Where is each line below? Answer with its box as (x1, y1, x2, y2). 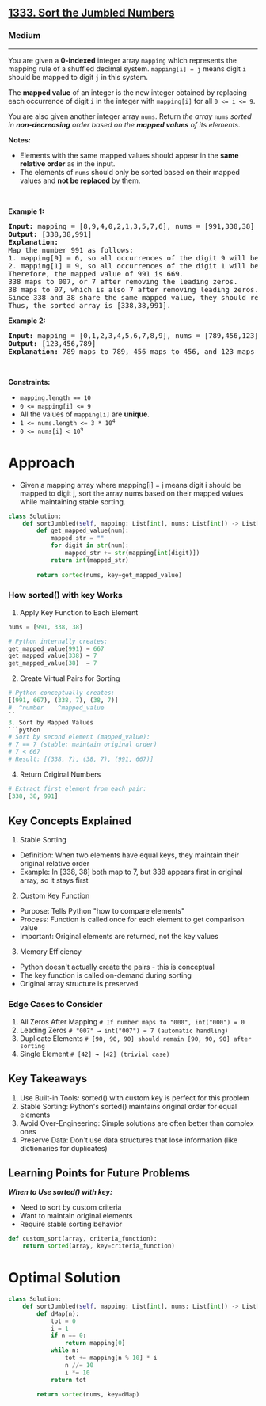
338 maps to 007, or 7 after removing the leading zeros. (8, 277, 238, 286)
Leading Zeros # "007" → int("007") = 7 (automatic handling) (19, 1025, 229, 1035)
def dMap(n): (36, 1309, 80, 1317)
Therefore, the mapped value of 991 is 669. (8, 269, 184, 278)
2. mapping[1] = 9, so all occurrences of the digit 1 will (8, 261, 247, 270)
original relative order (19, 859, 89, 868)
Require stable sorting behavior (19, 1219, 123, 1229)
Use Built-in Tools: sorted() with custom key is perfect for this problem (19, 1092, 249, 1103)
